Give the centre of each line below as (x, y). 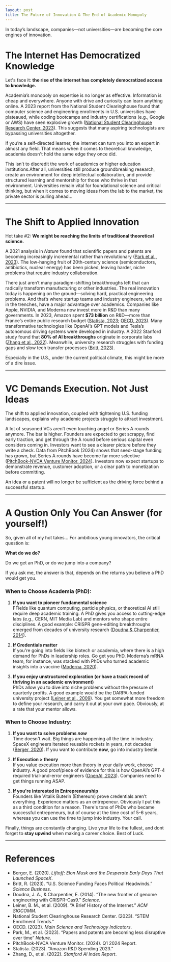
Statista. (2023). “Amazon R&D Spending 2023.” (63, 948)
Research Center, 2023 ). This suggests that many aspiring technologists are (85, 128)
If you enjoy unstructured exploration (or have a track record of (81, 677)
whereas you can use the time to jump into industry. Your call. (77, 818)
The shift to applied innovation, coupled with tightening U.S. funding (77, 413)
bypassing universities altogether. (41, 134)
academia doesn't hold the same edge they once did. (61, 154)
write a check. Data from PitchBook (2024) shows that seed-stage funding (83, 450)
